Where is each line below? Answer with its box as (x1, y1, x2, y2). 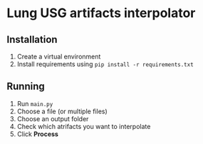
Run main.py (16, 99, 53, 108)
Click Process (16, 130, 58, 138)
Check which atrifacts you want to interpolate (16, 122, 151, 130)
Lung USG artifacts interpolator (6, 5, 196, 21)
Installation (6, 34, 58, 46)
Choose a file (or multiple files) (16, 107, 108, 115)
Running (6, 81, 46, 93)
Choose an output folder (16, 114, 89, 123)
